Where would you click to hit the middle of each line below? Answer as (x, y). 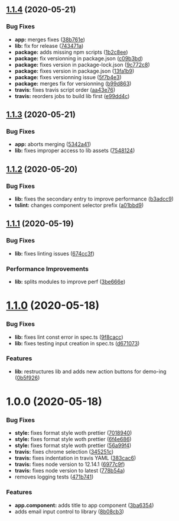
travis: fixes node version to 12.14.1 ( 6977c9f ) (70, 464)
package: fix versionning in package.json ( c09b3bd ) (79, 58)
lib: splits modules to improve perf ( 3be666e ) (70, 282)
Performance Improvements (48, 268)
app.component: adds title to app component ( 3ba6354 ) (84, 505)
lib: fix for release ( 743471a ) (49, 46)
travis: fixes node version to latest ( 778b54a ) (70, 471)
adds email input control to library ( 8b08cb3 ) (69, 512)
